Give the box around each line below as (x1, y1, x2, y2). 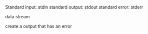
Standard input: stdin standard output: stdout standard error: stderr (5, 4, 143, 10)
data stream (5, 14, 30, 19)
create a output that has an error (5, 23, 72, 29)
